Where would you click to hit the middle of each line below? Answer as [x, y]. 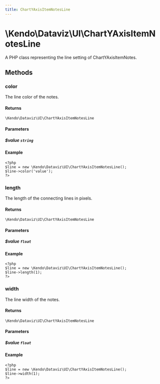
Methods [19, 73]
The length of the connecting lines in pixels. [49, 198]
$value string [19, 140]
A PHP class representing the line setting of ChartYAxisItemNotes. [71, 57]
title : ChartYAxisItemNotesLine [38, 9]
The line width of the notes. [32, 300]
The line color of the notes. [32, 97]
